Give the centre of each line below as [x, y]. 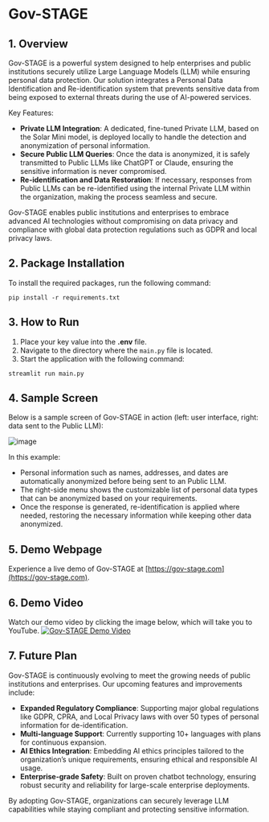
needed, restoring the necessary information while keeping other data [135, 515]
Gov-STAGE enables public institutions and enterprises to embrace [119, 213]
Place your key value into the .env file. [83, 341]
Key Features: [31, 113]
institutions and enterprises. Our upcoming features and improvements [125, 684]
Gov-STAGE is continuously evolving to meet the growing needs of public [130, 675]
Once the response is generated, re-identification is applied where [130, 507]
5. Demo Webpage [55, 549]
